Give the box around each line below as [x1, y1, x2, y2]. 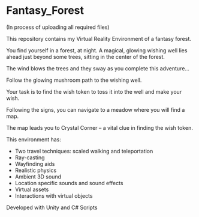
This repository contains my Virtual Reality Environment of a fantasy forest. [6, 35, 192, 42]
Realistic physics [14, 167, 57, 174]
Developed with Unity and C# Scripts [6, 204, 98, 211]
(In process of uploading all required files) [6, 23, 110, 31]
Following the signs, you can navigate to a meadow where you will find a [6, 106, 185, 113]
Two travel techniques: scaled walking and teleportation [14, 147, 153, 154]
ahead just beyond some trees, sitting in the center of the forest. [6, 53, 165, 60]
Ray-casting [14, 154, 45, 161]
